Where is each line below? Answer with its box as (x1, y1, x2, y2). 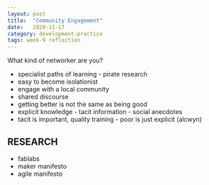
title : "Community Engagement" (7, 17, 103, 24)
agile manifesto (17, 169, 63, 178)
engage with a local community (17, 85, 110, 94)
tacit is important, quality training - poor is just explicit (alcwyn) (17, 115, 202, 124)
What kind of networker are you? (7, 56, 103, 65)
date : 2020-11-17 (7, 23, 65, 30)
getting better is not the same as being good (17, 100, 147, 108)
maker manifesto (17, 162, 67, 170)
